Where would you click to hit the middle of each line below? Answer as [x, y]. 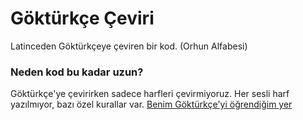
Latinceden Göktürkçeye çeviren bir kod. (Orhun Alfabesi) [129, 46]
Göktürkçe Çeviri [82, 18]
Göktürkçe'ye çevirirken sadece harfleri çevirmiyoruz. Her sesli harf [150, 94]
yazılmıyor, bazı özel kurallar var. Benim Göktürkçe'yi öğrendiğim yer [151, 104]
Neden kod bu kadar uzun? [77, 72]
